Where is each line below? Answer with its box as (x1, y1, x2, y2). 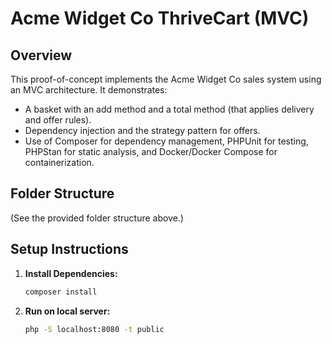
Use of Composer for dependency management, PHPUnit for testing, (24, 135, 309, 147)
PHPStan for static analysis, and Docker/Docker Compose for (24, 146, 278, 157)
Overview (10, 47, 73, 64)
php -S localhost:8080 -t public (24, 324, 165, 334)
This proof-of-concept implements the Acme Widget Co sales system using (10, 73, 322, 85)
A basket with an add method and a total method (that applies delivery (24, 103, 315, 115)
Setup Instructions (10, 241, 129, 258)
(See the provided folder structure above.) (10, 212, 185, 224)
